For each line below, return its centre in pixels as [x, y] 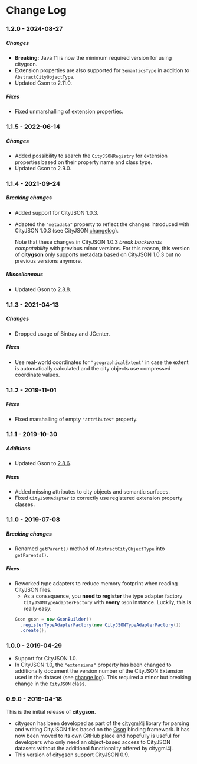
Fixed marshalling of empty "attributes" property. [76, 419]
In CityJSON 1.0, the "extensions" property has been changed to [93, 665]
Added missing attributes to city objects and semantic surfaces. [92, 492]
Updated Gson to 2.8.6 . [43, 463]
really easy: [37, 609]
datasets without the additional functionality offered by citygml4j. [94, 749]
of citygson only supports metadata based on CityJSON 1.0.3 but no [98, 254]
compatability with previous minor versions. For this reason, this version [102, 248]
